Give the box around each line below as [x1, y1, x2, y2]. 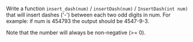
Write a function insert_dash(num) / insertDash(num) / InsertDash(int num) [6, 5, 188, 12]
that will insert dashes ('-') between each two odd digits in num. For [6, 11, 171, 18]
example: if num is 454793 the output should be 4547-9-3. [6, 18, 149, 24]
